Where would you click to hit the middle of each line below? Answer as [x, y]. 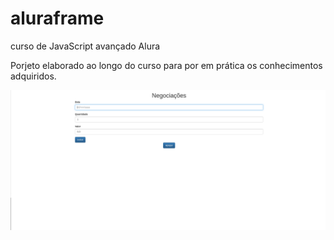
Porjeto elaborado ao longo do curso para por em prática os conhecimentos [166, 65]
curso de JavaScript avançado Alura [85, 46]
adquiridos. [33, 76]
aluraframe [57, 18]
